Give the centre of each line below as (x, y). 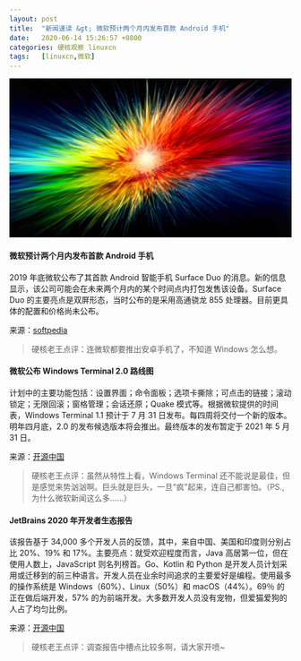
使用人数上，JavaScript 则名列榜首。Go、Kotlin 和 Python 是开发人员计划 (145, 564)
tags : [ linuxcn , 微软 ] (52, 57)
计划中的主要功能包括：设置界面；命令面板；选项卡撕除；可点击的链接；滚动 (150, 393)
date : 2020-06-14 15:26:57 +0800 (76, 38)
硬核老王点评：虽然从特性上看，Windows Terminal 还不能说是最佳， (157, 476)
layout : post (34, 19)
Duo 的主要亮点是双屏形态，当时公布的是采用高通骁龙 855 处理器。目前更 (145, 299)
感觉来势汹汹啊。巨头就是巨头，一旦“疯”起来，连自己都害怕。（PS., (162, 487)
